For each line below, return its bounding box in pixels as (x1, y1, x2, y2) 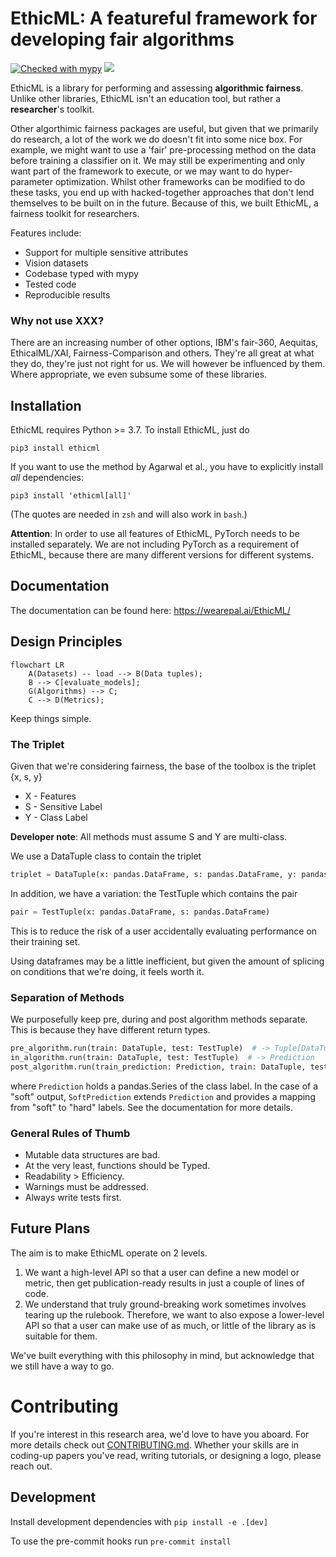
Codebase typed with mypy (24, 267, 139, 279)
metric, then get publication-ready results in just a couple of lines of (24, 1277, 305, 1289)
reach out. (10, 1460, 53, 1472)
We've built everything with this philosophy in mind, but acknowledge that (10, 1349, 315, 1361)
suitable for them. (24, 1330, 98, 1342)
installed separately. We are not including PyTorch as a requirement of (10, 538, 300, 551)
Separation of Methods (10, 990, 125, 1004)
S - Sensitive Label (24, 800, 103, 812)
